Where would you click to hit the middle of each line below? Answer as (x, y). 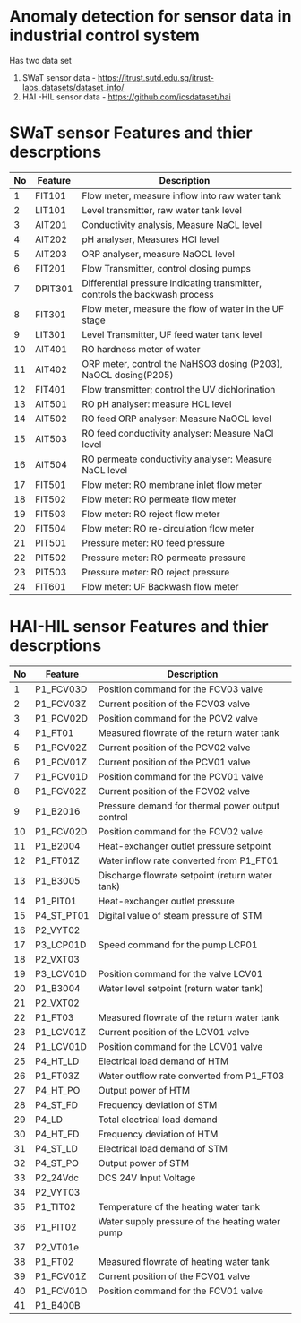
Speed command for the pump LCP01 (178, 945)
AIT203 (51, 254)
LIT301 (51, 334)
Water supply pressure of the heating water (189, 1221)
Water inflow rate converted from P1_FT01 (189, 860)
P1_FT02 (55, 1261)
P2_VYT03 (58, 1192)
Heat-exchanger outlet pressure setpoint (185, 846)
